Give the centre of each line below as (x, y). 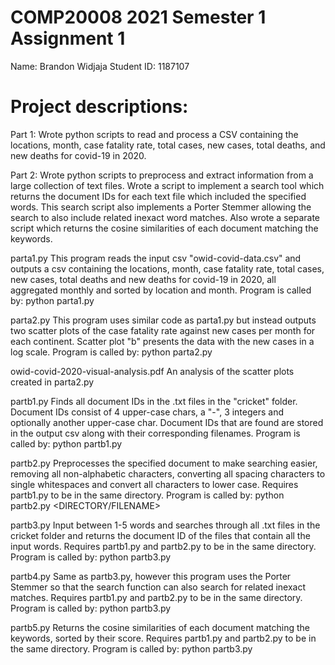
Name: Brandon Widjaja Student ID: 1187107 (100, 66)
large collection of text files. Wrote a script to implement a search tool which (167, 185)
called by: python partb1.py (66, 443)
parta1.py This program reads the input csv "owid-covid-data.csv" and (156, 258)
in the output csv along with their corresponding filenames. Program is (155, 433)
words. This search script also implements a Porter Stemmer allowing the (161, 207)
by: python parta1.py (52, 300)
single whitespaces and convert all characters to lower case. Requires (154, 484)
